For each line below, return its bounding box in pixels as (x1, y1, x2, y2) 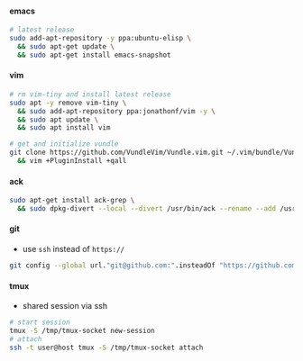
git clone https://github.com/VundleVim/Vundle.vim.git (9, 148, 224, 158)
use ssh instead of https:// (22, 244, 124, 255)
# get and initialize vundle (9, 140, 119, 149)
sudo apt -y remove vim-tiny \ (9, 98, 127, 107)
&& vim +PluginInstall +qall (17, 157, 127, 166)
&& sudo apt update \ (17, 115, 99, 124)
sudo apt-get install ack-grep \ (9, 196, 135, 205)
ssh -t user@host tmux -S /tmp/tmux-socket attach (9, 343, 204, 352)
